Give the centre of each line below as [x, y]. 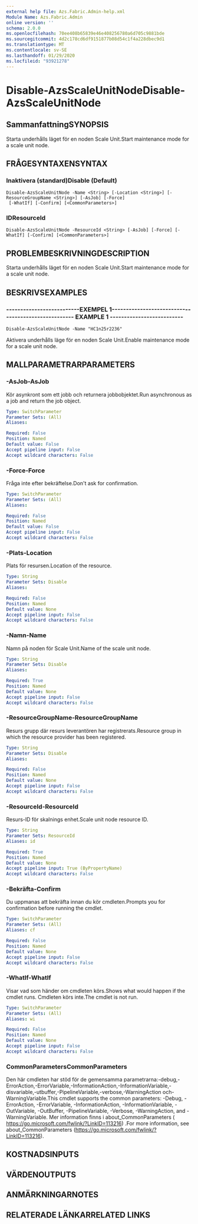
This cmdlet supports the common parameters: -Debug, [115, 1098]
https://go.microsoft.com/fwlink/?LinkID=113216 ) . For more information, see [98, 1124]
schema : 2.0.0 [24, 28]
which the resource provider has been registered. [66, 737]
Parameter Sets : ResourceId [41, 836]
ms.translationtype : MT [35, 45]
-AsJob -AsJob [28, 382]
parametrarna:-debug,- [152, 1080]
